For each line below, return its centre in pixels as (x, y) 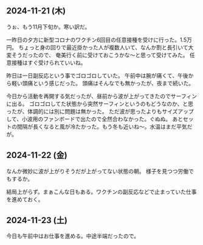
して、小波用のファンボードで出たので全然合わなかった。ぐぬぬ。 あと (95, 119)
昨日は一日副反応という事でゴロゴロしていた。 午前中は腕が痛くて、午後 (97, 76)
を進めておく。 (25, 199)
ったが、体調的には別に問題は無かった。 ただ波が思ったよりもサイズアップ (100, 111)
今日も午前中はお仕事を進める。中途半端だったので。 (73, 236)
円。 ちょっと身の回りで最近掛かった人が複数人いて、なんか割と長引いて (97, 47)
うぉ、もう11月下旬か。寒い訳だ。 (48, 27)
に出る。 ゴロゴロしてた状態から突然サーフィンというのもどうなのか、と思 (100, 104)
